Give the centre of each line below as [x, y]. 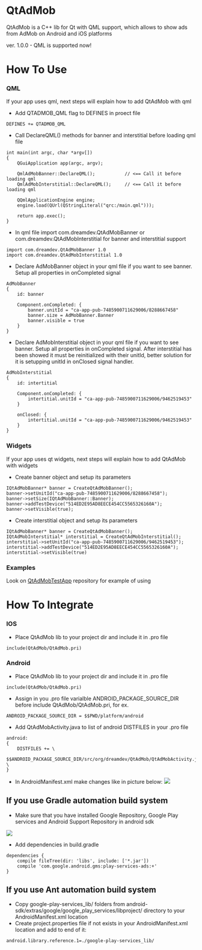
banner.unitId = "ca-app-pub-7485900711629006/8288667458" [103, 310]
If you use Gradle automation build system [87, 801]
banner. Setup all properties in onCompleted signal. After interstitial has [103, 349]
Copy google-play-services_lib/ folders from [70, 904]
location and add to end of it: [50, 930]
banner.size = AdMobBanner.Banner [71, 316]
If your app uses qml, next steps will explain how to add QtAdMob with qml [99, 102]
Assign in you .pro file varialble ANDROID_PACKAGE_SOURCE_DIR [97, 698]
